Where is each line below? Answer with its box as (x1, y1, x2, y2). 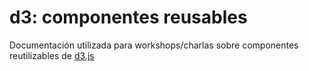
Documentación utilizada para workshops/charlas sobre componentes (9, 39, 299, 51)
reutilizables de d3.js (9, 49, 95, 61)
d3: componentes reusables (9, 6, 248, 29)
